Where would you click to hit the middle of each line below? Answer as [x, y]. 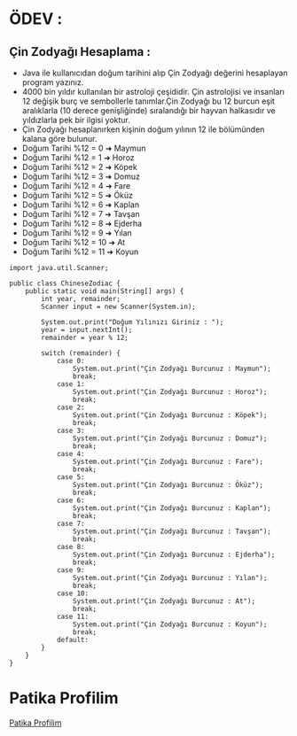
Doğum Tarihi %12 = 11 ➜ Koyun [80, 252]
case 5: [71, 477]
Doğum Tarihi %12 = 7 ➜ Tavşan [81, 214]
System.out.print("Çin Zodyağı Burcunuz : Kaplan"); [172, 508]
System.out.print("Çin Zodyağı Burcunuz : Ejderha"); [174, 554]
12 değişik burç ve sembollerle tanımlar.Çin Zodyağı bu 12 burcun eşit [148, 101]
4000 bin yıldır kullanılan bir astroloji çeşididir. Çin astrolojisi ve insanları [153, 92]
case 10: [73, 593]
